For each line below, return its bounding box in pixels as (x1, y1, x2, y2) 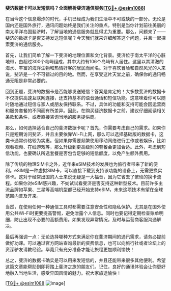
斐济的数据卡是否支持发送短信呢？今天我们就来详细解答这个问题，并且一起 (5, 35, 161, 41)
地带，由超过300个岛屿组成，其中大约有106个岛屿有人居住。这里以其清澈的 (5, 59, 164, 64)
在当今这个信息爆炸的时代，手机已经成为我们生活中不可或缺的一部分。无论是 (5, 16, 166, 22)
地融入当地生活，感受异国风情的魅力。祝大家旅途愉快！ (5, 270, 121, 276)
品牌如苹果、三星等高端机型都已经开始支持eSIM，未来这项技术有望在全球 (9, 187, 163, 193)
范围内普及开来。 (5, 193, 41, 199)
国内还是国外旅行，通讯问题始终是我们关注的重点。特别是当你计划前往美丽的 (5, 22, 166, 28)
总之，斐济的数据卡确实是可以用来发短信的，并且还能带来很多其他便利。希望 (5, 257, 166, 263)
